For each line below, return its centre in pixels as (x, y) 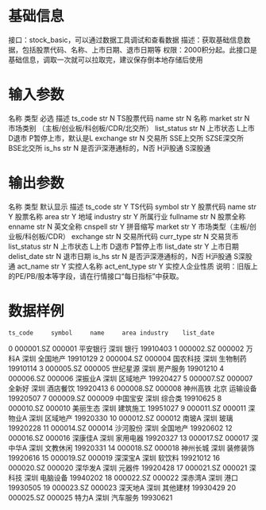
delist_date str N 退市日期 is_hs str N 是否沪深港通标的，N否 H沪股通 (120, 256)
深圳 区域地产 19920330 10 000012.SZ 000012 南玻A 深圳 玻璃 (131, 418)
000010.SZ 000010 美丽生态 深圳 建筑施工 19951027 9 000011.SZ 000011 (127, 408)
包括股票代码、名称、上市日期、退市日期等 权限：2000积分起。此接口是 (139, 49)
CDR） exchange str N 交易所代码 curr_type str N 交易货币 (143, 236)
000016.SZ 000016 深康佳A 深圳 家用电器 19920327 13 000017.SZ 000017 (129, 438)
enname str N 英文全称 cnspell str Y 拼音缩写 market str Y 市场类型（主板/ (129, 226)
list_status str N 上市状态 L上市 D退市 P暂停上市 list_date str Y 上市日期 (124, 246)
